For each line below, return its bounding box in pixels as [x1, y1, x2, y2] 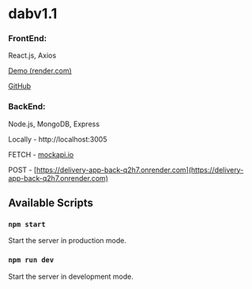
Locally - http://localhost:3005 [8, 134, 107, 144]
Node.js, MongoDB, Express [8, 119, 100, 129]
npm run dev [8, 256, 55, 265]
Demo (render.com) [8, 66, 73, 76]
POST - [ [8, 165, 37, 175]
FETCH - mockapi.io [8, 149, 74, 159]
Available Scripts [8, 197, 93, 210]
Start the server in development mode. [8, 272, 134, 281]
